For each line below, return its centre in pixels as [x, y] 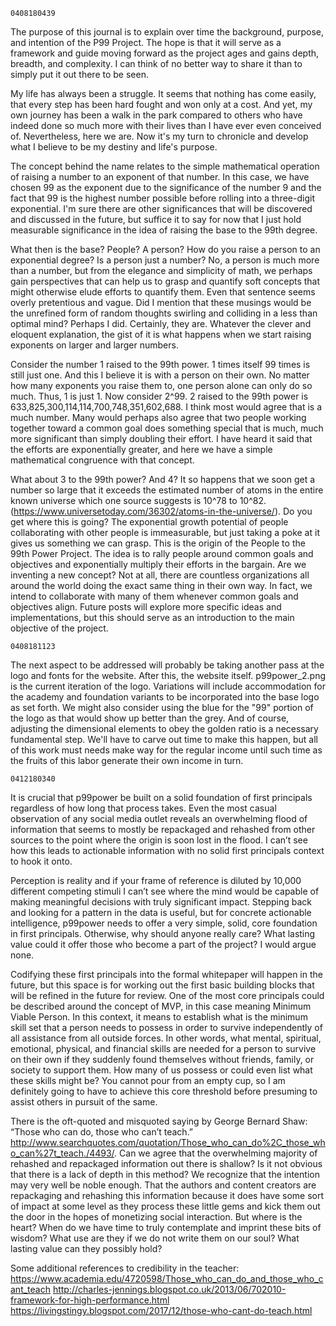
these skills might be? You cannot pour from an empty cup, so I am [148, 1080]
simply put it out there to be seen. [79, 74]
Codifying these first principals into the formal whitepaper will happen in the [166, 974]
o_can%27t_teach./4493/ [62, 1153]
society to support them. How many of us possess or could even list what [161, 1070]
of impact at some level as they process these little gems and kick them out [165, 1206]
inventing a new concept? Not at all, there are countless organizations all [160, 575]
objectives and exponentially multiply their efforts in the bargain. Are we [158, 564]
